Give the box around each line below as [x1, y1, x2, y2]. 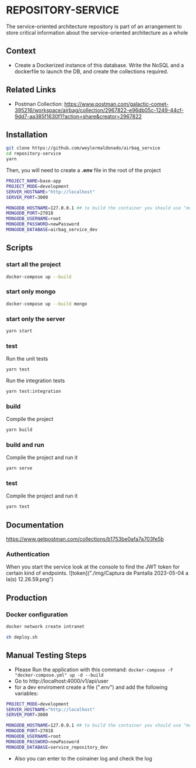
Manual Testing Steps [6, 650, 87, 660]
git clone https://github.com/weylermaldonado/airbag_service [6, 145, 160, 151]
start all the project [6, 260, 61, 269]
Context [6, 46, 36, 56]
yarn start [6, 328, 33, 334]
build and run [6, 440, 45, 448]
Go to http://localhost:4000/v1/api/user [14, 677, 109, 684]
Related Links [6, 85, 57, 95]
